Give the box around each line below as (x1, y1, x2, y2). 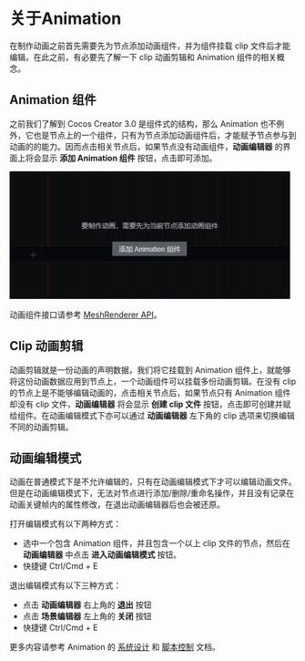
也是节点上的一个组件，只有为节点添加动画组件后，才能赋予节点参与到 (33, 129, 297, 140)
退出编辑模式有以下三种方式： (9, 580, 121, 591)
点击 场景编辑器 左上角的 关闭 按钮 (22, 611, 152, 622)
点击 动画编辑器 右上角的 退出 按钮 (22, 599, 152, 611)
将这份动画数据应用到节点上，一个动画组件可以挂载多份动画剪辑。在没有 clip (9, 376, 297, 387)
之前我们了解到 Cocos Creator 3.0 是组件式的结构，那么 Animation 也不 (9, 118, 277, 129)
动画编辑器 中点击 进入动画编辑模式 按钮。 (22, 549, 182, 561)
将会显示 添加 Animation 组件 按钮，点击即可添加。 (25, 152, 218, 163)
